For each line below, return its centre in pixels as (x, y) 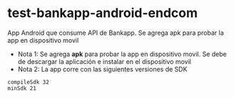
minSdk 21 (22, 88)
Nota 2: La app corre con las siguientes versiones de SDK (102, 69)
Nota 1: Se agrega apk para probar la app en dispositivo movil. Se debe (122, 54)
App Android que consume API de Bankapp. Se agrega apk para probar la (116, 33)
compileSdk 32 (29, 82)
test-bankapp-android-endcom (103, 13)
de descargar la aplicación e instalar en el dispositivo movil (104, 61)
